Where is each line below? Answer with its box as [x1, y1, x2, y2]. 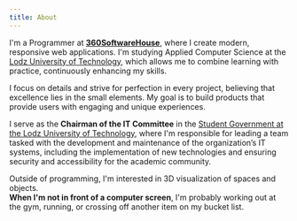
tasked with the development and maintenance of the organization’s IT [9, 137, 266, 148]
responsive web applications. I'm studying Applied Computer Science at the [9, 46, 286, 57]
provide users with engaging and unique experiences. [9, 101, 206, 111]
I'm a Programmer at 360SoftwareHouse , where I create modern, [9, 37, 250, 48]
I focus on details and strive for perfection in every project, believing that [9, 82, 276, 93]
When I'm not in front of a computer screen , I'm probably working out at [9, 192, 277, 202]
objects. [9, 182, 39, 193]
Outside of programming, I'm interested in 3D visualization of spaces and [9, 173, 277, 184]
